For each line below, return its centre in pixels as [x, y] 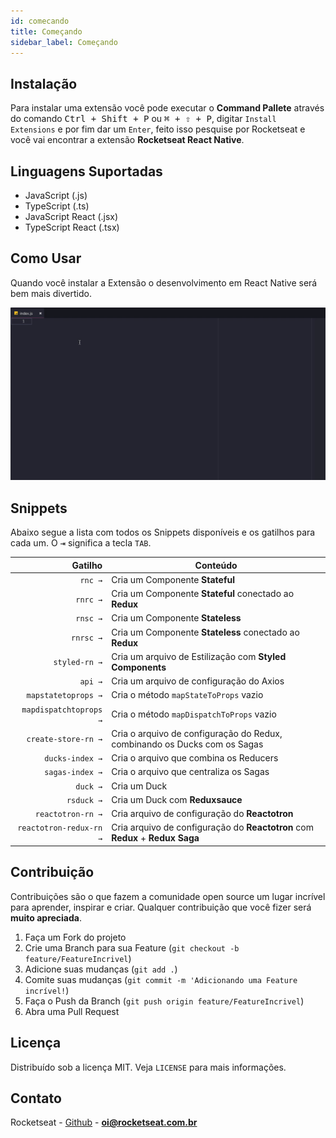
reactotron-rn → [68, 815]
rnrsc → [87, 638]
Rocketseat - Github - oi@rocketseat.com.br [104, 1122]
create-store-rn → [64, 740]
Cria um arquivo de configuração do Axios [198, 681]
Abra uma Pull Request [72, 1011]
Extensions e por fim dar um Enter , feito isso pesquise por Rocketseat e [158, 129]
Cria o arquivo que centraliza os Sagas [190, 772]
